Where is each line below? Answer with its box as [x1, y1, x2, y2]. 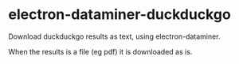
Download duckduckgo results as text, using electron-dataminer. [8, 32, 221, 41]
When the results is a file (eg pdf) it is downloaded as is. [8, 47, 193, 56]
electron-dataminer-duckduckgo [8, 6, 231, 24]
